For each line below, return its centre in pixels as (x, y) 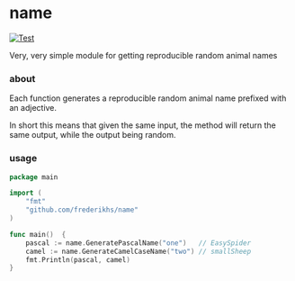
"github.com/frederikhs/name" (82, 210)
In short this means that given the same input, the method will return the (143, 125)
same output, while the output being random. (93, 135)
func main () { (38, 234)
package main (34, 177)
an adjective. (33, 108)
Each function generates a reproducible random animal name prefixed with (148, 98)
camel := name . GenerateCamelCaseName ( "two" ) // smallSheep (139, 251)
